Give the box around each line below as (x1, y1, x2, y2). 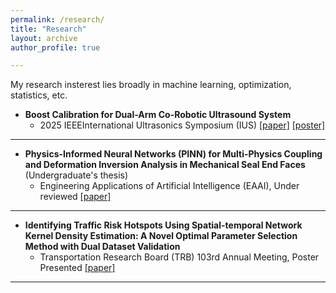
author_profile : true (10, 42, 101, 53)
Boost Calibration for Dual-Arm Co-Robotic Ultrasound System (24, 109, 292, 121)
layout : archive (10, 33, 78, 43)
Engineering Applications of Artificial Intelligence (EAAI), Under (39, 180, 300, 192)
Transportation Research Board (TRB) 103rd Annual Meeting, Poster (39, 251, 320, 263)
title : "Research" (10, 24, 87, 34)
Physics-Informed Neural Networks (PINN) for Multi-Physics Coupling (24, 148, 323, 160)
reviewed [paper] (39, 191, 112, 203)
